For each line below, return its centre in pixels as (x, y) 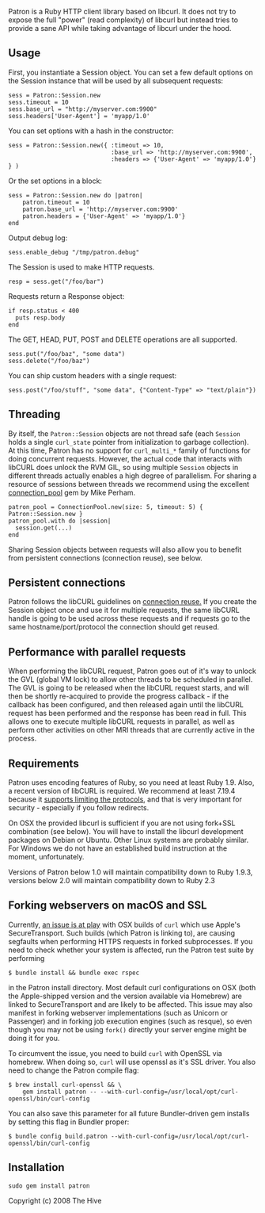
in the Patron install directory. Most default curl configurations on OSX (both (132, 987)
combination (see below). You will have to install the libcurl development (126, 832)
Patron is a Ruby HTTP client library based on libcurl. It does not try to (122, 11)
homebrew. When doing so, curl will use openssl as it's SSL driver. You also (132, 1062)
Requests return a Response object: (66, 296)
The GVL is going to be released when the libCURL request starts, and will (129, 688)
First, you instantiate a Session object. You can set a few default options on (131, 72)
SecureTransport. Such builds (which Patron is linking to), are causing (122, 933)
